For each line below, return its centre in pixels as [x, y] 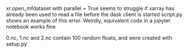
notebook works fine [31, 26]
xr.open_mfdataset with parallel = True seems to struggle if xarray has [90, 8]
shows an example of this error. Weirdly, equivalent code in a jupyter [88, 20]
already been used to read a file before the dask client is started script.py [94, 14]
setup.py [17, 44]
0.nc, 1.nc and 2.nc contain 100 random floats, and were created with [89, 38]
